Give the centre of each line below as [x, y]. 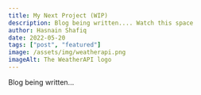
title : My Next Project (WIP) [58, 15]
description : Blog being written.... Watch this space [101, 23]
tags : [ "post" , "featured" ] [55, 45]
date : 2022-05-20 [37, 38]
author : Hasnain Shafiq [48, 30]
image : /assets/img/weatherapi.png [67, 52]
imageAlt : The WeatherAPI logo [60, 60]
